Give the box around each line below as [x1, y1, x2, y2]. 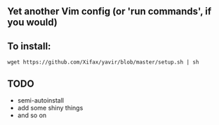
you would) [7, 17, 58, 29]
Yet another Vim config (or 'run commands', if [7, 6, 212, 17]
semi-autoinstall [17, 96, 65, 105]
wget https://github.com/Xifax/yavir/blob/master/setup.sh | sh [7, 59, 199, 66]
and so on [17, 111, 47, 119]
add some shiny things [17, 104, 84, 112]
